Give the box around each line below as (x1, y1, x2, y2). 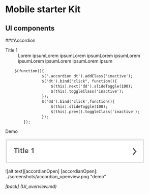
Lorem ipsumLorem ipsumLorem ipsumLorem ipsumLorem (18, 52, 141, 59)
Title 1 (5, 47, 18, 53)
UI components (5, 24, 55, 33)
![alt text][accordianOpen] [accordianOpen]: (5, 168, 98, 174)
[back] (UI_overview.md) (5, 183, 57, 189)
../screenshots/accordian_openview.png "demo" (5, 174, 107, 179)
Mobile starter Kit (5, 4, 81, 15)
